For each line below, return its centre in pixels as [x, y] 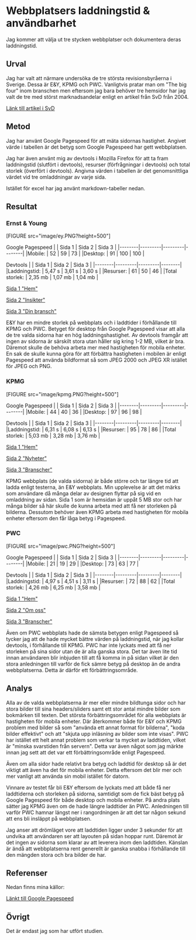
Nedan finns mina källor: [35, 887]
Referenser [27, 873]
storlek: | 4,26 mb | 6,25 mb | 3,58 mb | [53, 587]
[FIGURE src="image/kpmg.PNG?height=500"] [62, 394]
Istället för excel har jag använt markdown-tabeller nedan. [76, 188]
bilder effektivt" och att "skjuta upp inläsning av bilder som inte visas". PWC [97, 733]
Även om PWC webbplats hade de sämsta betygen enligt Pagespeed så [92, 633]
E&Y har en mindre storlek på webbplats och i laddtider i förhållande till [91, 323]
